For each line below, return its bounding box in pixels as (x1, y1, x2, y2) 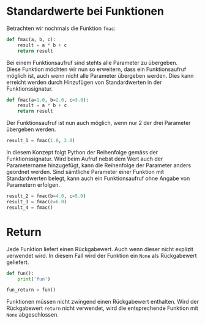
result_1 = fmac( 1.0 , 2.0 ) (6, 138, 75, 144)
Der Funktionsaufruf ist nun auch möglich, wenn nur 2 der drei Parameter (6, 119, 191, 127)
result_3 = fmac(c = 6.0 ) (6, 198, 67, 205)
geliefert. (6, 258, 29, 266)
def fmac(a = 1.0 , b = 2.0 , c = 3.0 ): (6, 97, 89, 103)
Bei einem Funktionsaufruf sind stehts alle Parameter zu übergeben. (6, 59, 178, 66)
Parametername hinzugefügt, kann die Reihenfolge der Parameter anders (6, 162, 192, 169)
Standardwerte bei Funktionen (6, 4, 164, 18)
